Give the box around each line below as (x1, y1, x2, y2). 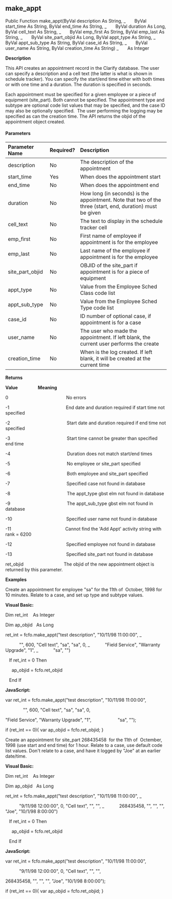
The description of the (80, 159, 134, 166)
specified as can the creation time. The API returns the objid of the (5, 113, 146, 119)
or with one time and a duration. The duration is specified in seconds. (5, 81, 152, 87)
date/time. (5, 753, 27, 759)
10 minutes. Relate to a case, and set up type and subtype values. (5, 592, 144, 598)
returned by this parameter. (5, 567, 63, 573)
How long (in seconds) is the (80, 190, 149, 197)
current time (80, 362, 110, 369)
